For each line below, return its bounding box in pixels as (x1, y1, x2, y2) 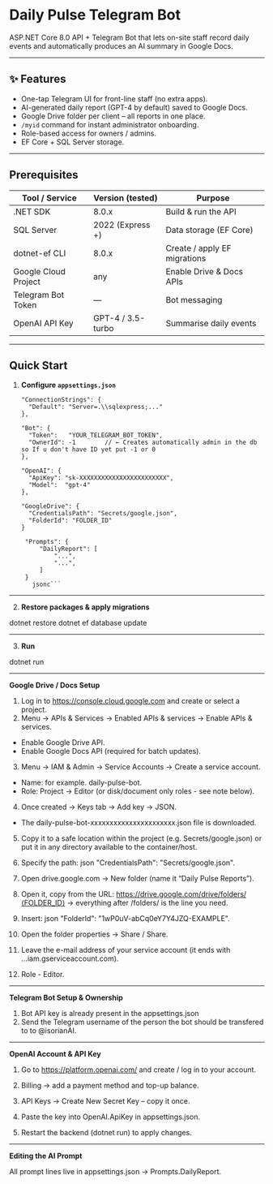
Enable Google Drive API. (20, 738, 105, 747)
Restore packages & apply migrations (20, 602, 150, 612)
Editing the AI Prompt (9, 1151, 83, 1161)
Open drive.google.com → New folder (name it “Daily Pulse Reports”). (20, 874, 254, 884)
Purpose (196, 192, 230, 204)
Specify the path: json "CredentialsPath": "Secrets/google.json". (20, 858, 236, 868)
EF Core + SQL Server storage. (20, 136, 125, 147)
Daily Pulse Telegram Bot (9, 6, 181, 24)
